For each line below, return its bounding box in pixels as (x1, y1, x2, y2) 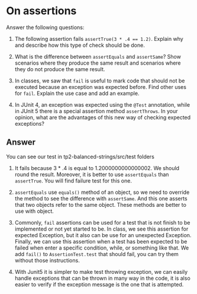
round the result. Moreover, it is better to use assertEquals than (14, 171, 169, 178)
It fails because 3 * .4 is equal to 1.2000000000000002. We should (14, 164, 179, 171)
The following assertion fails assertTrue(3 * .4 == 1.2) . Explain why (14, 35, 183, 42)
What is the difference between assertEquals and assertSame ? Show (14, 53, 182, 60)
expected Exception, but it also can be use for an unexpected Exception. (14, 231, 192, 238)
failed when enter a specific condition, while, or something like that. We (14, 244, 189, 251)
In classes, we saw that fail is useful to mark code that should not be (14, 77, 185, 84)
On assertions (6, 4, 77, 18)
